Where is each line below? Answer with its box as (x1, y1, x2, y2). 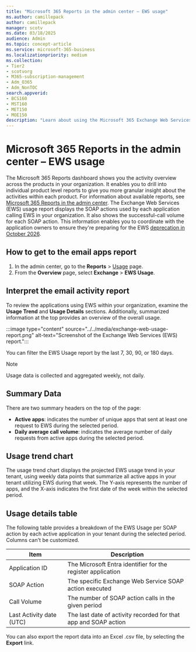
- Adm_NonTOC (6, 85, 38, 91)
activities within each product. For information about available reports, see (6, 193, 185, 200)
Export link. (6, 639, 34, 647)
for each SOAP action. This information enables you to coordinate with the (6, 218, 184, 225)
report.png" (6, 331, 34, 338)
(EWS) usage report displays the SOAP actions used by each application (6, 205, 180, 212)
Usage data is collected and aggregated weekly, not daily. (6, 372, 145, 379)
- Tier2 (6, 63, 25, 69)
